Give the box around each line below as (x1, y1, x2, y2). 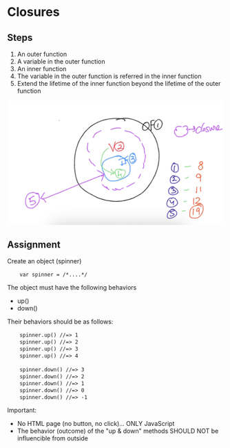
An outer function (17, 50, 67, 58)
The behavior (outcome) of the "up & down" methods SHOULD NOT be (17, 427, 219, 436)
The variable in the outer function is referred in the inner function (17, 72, 202, 80)
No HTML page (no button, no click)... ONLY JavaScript (17, 420, 175, 428)
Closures (7, 4, 60, 20)
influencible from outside (17, 434, 88, 442)
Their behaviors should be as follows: (7, 317, 114, 326)
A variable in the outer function (17, 57, 105, 66)
